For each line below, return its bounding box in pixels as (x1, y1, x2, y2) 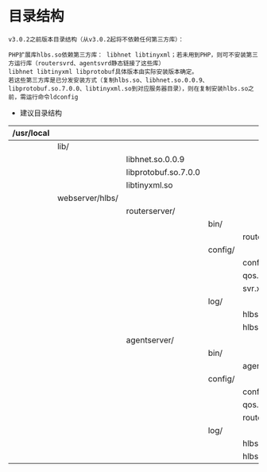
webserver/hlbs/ (56, 192, 119, 203)
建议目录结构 (19, 108, 62, 118)
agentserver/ (126, 335, 175, 346)
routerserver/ (126, 205, 176, 216)
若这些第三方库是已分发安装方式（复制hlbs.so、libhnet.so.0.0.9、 (8, 76, 209, 84)
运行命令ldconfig (25, 93, 79, 101)
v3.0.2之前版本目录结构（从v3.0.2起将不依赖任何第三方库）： (8, 35, 184, 44)
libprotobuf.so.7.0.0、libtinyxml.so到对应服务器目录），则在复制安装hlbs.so (8, 84, 249, 92)
